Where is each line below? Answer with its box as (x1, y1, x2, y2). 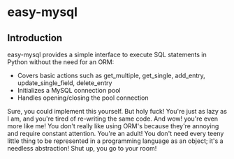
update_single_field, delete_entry (17, 79, 112, 87)
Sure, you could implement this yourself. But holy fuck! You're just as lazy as (7, 107, 227, 115)
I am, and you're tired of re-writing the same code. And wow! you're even (7, 114, 219, 123)
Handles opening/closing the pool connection (17, 93, 149, 102)
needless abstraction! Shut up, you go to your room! (7, 144, 157, 152)
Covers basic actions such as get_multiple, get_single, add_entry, (17, 71, 206, 79)
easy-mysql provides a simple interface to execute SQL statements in (7, 50, 207, 59)
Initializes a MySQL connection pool (17, 86, 121, 94)
